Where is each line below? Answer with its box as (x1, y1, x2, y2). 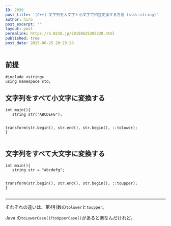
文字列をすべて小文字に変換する (5, 93, 105, 102)
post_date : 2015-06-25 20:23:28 (5, 41, 74, 46)
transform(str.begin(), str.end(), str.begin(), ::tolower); (5, 125, 138, 131)
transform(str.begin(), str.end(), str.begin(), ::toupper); (5, 181, 138, 186)
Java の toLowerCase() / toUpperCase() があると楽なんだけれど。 (5, 215, 135, 221)
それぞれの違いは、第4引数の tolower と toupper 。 (5, 204, 107, 210)
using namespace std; (5, 79, 51, 84)
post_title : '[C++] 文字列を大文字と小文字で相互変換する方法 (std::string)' (5, 12, 159, 17)
